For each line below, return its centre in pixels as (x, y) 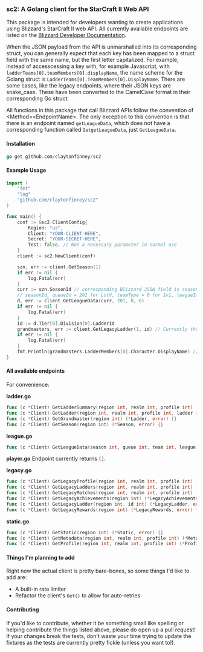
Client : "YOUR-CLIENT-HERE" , (65, 233)
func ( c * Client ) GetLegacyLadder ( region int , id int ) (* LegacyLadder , (98, 504)
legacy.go (19, 470)
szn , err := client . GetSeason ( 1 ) (59, 267)
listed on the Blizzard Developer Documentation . (66, 35)
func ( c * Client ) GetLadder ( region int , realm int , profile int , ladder (100, 413)
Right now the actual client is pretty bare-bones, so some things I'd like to (98, 571)
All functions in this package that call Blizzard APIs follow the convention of (100, 110)
